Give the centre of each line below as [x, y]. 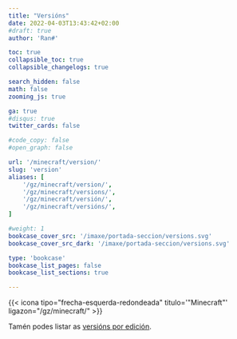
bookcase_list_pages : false [55, 265]
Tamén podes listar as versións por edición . [80, 327]
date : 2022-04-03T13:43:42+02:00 [64, 23]
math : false [28, 89]
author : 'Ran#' [34, 38]
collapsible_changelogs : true [59, 68]
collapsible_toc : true [46, 60]
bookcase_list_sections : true [59, 273]
